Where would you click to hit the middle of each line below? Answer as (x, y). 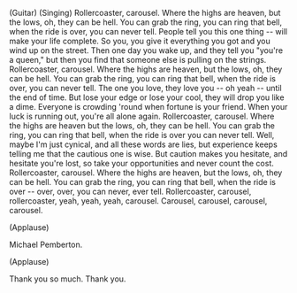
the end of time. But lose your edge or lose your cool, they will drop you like (147, 97)
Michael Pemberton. (46, 244)
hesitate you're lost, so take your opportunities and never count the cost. (141, 163)
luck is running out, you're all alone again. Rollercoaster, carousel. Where (142, 116)
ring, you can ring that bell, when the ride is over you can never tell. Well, (142, 135)
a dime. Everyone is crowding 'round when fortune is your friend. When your (148, 107)
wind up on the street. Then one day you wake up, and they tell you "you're (146, 50)
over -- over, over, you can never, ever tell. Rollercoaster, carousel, (130, 191)
